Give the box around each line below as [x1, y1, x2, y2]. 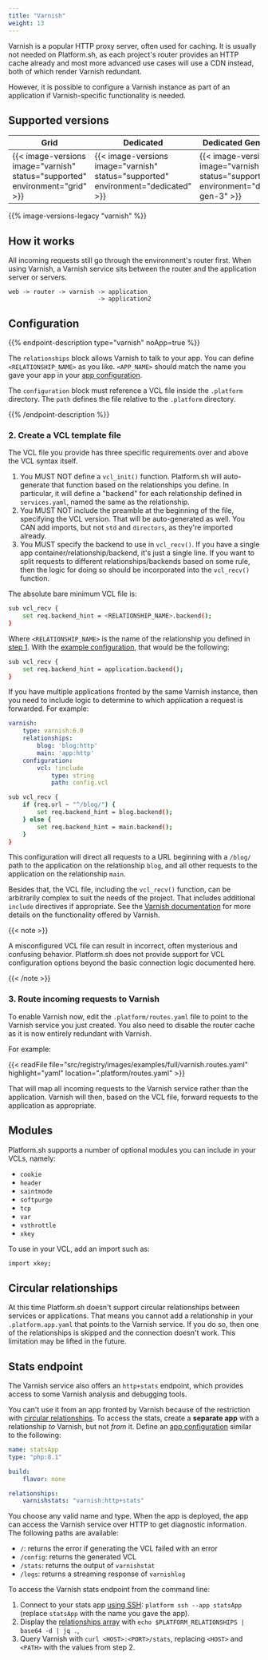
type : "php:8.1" [8, 1453, 62, 1461]
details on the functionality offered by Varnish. [8, 910, 161, 919]
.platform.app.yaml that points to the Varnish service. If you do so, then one [8, 1320, 259, 1329]
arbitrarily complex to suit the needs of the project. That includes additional [8, 893, 255, 903]
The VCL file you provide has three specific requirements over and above [8, 448, 249, 458]
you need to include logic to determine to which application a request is [8, 696, 243, 705]
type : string [50, 772, 94, 780]
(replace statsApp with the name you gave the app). [19, 1609, 190, 1618]
